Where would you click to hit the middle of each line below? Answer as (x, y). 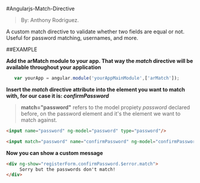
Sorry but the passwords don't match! (68, 169)
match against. (39, 120)
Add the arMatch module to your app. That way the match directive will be (100, 61)
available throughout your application (54, 67)
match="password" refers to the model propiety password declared (105, 107)
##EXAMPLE (22, 49)
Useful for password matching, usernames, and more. (72, 38)
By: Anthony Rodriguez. (50, 20)
